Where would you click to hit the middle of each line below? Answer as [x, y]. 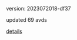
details [14, 31]
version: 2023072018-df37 [38, 9]
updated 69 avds [26, 20]
